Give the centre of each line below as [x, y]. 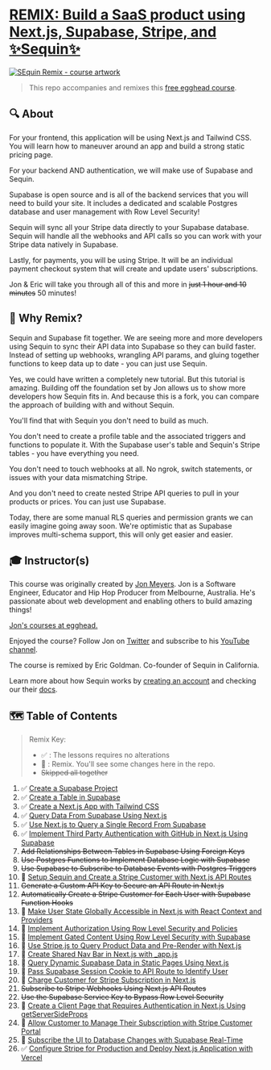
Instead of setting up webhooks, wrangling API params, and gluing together [134, 355]
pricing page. [31, 154]
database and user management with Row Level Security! [105, 211]
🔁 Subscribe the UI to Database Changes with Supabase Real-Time [132, 1040]
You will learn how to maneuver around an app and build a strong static [127, 146]
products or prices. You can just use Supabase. [88, 501]
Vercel [31, 1058]
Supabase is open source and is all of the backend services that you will [129, 194]
